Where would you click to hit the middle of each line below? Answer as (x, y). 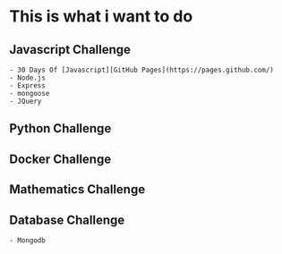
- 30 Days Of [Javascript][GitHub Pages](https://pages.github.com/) (142, 70)
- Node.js (28, 78)
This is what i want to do (101, 17)
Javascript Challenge (70, 50)
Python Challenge (60, 128)
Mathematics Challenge (77, 190)
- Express (28, 86)
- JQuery (26, 101)
